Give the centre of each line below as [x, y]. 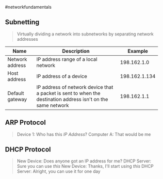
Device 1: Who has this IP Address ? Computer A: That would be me [84, 134]
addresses [27, 39]
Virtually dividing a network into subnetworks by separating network [85, 34]
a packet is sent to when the [68, 93]
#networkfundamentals [28, 7]
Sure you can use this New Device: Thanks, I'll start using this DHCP [85, 166]
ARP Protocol [25, 122]
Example [138, 51]
